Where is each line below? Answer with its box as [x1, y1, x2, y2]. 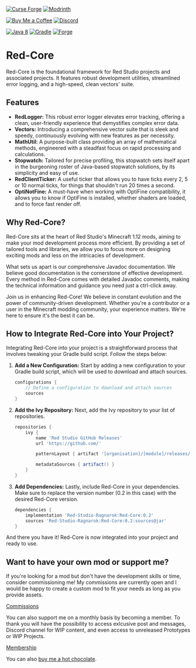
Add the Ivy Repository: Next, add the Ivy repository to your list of [14, 406, 176, 413]
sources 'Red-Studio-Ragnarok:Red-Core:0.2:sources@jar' [25, 518, 167, 524]
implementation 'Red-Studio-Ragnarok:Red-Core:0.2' [25, 512, 154, 518]
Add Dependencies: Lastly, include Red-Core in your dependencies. [14, 483, 180, 490]
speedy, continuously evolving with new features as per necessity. [14, 132, 176, 139]
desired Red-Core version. [14, 496, 79, 503]
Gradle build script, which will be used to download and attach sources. [14, 368, 187, 375]
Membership [6, 644, 37, 651]
